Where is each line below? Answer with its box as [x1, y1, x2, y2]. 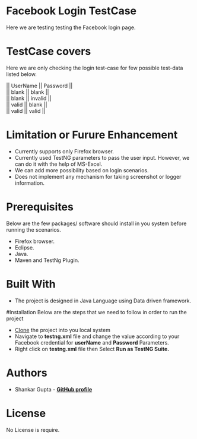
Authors [6, 366, 47, 380]
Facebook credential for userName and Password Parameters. [14, 339, 169, 346]
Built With [6, 277, 56, 290]
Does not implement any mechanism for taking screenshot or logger [14, 173, 182, 180]
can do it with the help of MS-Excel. [14, 160, 103, 168]
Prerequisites [6, 200, 74, 213]
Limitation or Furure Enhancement [6, 128, 178, 142]
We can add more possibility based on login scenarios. [14, 166, 149, 173]
